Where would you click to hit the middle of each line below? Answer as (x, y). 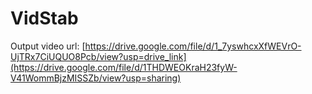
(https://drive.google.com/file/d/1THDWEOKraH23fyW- (124, 67)
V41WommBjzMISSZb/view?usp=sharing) (96, 78)
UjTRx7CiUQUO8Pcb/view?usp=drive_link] (98, 56)
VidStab (44, 18)
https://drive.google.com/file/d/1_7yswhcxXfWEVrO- (193, 46)
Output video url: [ (48, 46)
